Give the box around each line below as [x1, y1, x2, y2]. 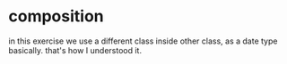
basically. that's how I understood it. [8, 44, 143, 55]
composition [8, 6, 104, 27]
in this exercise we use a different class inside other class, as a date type [8, 36, 278, 46]
